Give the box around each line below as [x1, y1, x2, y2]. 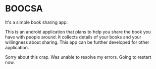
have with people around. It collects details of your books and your [5, 34, 142, 40]
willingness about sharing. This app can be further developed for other [5, 39, 150, 45]
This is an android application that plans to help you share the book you [5, 29, 151, 34]
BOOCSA [5, 3, 43, 14]
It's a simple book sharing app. [5, 19, 68, 25]
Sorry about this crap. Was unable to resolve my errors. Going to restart [5, 54, 152, 60]
